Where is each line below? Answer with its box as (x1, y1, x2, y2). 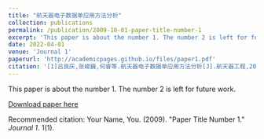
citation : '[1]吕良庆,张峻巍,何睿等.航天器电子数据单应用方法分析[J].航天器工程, (8, 63, 250, 71)
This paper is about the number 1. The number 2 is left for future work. (8, 84, 236, 93)
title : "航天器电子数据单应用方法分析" (8, 11, 122, 20)
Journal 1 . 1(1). (8, 123, 55, 132)
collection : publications (8, 19, 93, 27)
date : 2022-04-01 (8, 41, 65, 49)
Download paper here (8, 99, 79, 108)
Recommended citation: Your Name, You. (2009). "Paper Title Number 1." (8, 115, 245, 124)
